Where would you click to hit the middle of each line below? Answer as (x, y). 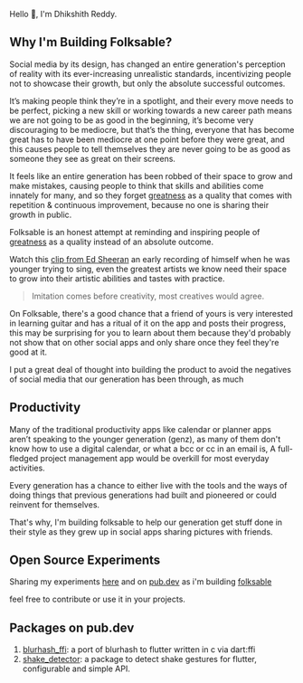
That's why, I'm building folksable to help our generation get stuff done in (146, 522)
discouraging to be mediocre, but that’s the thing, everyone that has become (152, 129)
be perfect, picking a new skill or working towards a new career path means (151, 110)
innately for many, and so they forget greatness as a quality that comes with (151, 195)
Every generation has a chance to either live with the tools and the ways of (148, 485)
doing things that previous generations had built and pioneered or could (143, 495)
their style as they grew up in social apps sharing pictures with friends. (141, 531)
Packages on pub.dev (72, 627)
